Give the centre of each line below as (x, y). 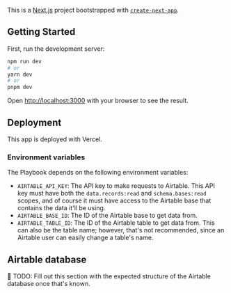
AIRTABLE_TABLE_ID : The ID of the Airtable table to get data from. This (116, 223)
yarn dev (20, 74)
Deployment (34, 122)
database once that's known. (49, 284)
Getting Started (41, 32)
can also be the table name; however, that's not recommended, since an (121, 230)
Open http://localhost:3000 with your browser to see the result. (98, 101)
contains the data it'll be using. (61, 208)
